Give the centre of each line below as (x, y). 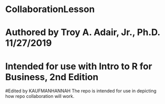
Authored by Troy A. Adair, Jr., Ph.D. (83, 33)
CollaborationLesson (50, 9)
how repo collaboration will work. (40, 96)
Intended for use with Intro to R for (79, 66)
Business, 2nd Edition (52, 77)
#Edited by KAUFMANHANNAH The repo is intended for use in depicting (81, 91)
